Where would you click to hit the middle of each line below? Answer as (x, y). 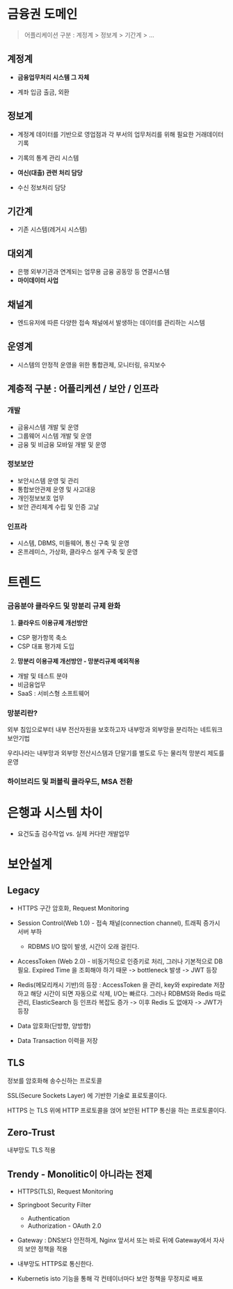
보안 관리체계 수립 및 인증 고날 (58, 507)
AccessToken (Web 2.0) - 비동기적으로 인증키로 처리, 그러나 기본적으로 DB (120, 961)
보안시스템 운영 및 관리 (48, 480)
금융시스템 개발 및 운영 (48, 427)
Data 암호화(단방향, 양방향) (54, 1025)
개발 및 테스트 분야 (42, 676)
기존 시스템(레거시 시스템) (52, 229)
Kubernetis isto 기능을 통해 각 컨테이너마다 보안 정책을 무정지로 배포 (110, 1279)
